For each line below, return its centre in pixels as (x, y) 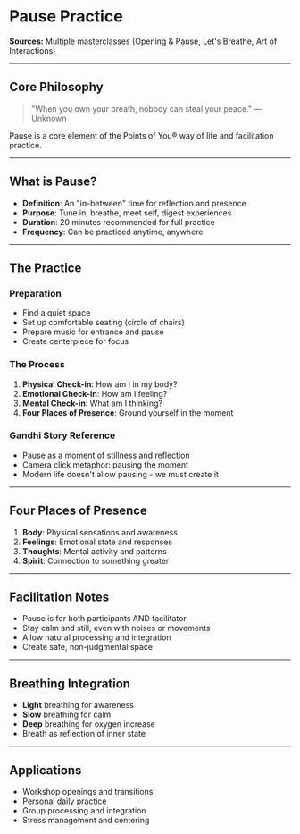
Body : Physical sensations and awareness (100, 532)
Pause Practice (66, 17)
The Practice (46, 268)
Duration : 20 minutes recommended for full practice (119, 222)
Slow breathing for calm (67, 715)
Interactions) (33, 50)
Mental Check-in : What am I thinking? (92, 403)
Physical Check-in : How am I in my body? (100, 384)
